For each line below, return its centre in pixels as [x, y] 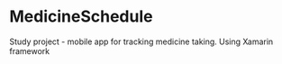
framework [30, 50]
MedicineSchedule [81, 17]
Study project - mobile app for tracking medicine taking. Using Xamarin [141, 41]
